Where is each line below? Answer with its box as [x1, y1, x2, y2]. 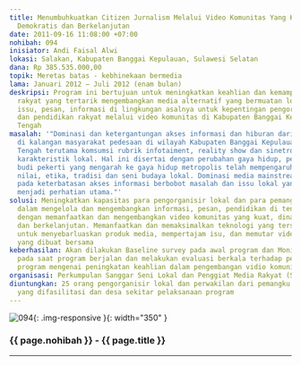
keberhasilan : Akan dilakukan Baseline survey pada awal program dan [9, 246, 275, 255]
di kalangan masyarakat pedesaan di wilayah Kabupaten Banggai [17, 138, 258, 147]
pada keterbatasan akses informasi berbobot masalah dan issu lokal [17, 180, 279, 189]
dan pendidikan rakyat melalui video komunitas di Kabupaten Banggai [17, 113, 282, 122]
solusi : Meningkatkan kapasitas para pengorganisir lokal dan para [9, 196, 267, 206]
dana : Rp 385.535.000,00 [9, 64, 102, 72]
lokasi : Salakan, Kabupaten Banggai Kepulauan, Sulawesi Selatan [9, 55, 258, 64]
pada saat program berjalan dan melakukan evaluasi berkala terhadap [17, 254, 282, 264]
